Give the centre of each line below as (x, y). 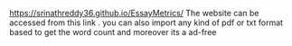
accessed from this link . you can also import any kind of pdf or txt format (146, 23)
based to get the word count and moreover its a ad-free (113, 32)
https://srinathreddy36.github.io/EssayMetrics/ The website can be (134, 13)
